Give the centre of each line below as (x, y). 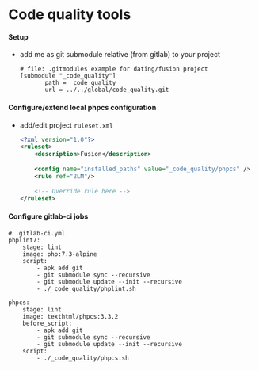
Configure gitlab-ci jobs (48, 216)
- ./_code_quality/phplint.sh (86, 288)
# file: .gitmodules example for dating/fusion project (114, 69)
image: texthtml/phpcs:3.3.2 (70, 316)
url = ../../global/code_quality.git (107, 90)
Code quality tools (70, 15)
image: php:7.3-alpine (60, 254)
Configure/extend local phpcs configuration (82, 107)
